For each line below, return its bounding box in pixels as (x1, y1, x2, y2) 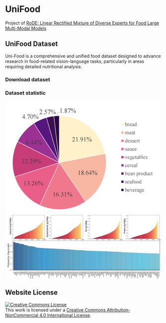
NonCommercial (5, 312, 39, 318)
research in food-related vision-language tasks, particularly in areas (5, 58, 145, 64)
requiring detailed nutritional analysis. (5, 63, 83, 69)
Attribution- (106, 307, 131, 313)
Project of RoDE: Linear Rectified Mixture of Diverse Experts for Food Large (5, 20, 160, 26)
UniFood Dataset (5, 40, 58, 48)
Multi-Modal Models (5, 25, 47, 31)
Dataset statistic (5, 89, 46, 96)
